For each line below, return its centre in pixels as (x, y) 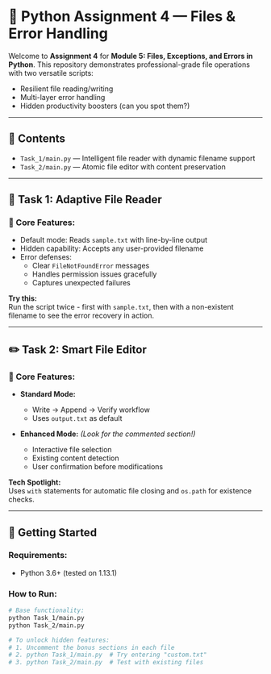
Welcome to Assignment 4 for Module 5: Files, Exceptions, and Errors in (131, 56)
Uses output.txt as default (77, 418)
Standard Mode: (48, 394)
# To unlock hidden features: (59, 640)
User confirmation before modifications (98, 467)
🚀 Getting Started (53, 533)
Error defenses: (46, 257)
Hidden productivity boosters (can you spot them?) (105, 106)
